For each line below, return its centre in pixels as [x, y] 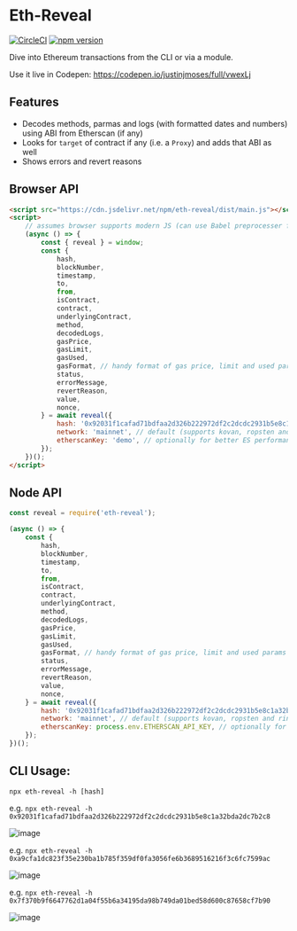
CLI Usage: [40, 771]
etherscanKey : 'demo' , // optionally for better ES [153, 441]
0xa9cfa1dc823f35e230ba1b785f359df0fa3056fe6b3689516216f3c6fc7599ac [140, 858]
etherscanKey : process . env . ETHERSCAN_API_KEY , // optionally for [164, 727]
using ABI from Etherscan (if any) [82, 133]
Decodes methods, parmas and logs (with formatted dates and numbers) [155, 123]
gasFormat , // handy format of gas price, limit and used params [164, 653]
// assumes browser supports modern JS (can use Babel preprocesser [154, 226]
